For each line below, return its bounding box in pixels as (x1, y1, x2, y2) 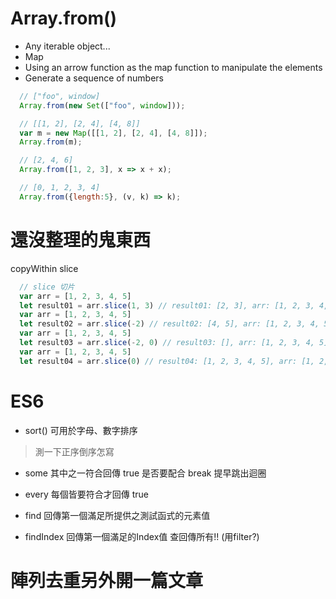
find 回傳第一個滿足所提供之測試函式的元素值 (24, 509, 211, 521)
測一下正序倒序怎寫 (34, 445, 115, 457)
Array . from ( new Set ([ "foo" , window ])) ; (19, 100, 186, 111)
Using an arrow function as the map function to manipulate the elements (24, 61, 323, 73)
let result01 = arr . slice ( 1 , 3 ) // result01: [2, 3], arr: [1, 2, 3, (19, 300, 315, 311)
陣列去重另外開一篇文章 (10, 569, 204, 592)
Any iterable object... (24, 40, 111, 52)
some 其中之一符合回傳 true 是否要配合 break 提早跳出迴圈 (24, 467, 267, 479)
